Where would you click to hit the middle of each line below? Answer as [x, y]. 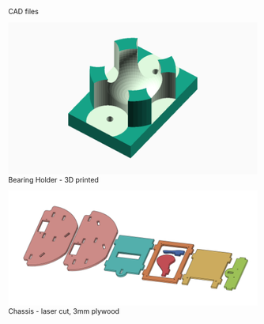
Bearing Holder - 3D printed [53, 180]
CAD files [24, 11]
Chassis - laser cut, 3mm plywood [64, 311]
